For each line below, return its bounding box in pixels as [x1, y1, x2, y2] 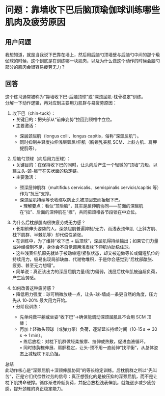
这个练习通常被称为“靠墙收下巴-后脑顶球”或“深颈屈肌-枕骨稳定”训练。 [5, 94, 146, 100]
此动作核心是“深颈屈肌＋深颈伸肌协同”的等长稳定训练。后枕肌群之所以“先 [5, 367, 153, 373]
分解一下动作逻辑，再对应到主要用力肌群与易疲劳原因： [5, 100, 117, 106]
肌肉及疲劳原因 [5, 17, 66, 28]
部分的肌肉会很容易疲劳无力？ [5, 64, 65, 70]
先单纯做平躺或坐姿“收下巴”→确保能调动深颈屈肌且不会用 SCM [19, 314, 146, 319]
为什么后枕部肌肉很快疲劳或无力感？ [12, 219, 86, 225]
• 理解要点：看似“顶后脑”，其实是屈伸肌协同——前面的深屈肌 [19, 203, 143, 209]
